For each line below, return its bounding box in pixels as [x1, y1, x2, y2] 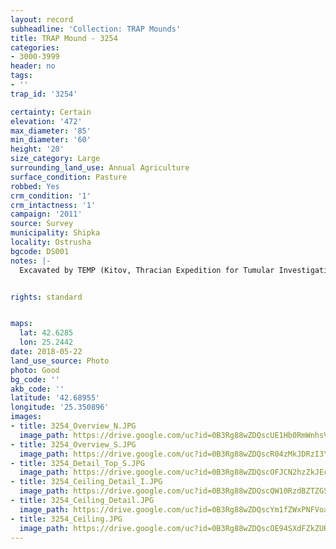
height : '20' [10, 144, 65, 155]
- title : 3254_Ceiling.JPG [10, 514, 123, 524]
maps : [10, 319, 33, 329]
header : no [10, 61, 56, 71]
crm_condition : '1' [10, 191, 92, 201]
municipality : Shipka [10, 228, 101, 238]
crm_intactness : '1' [10, 200, 97, 210]
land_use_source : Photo [10, 356, 110, 366]
